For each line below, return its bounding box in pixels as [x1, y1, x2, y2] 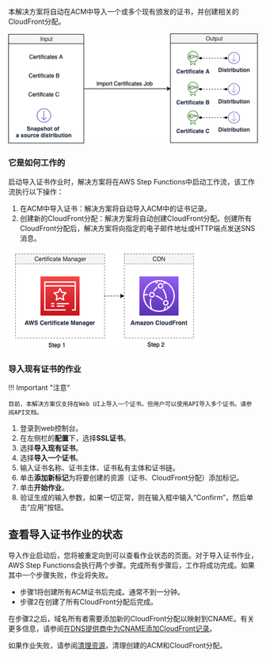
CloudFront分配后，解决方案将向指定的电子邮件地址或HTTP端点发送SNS [19, 223, 256, 233]
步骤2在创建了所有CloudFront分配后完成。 [19, 597, 158, 606]
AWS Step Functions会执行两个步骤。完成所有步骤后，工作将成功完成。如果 [8, 560, 256, 570]
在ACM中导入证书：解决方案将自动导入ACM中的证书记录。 [19, 203, 211, 213]
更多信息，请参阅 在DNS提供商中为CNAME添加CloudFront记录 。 [8, 624, 217, 633]
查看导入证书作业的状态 [8, 528, 123, 541]
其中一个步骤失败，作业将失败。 [8, 570, 112, 579]
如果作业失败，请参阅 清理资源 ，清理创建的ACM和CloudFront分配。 [8, 640, 227, 650]
